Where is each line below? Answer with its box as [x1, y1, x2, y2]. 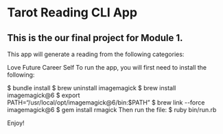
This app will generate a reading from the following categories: [7, 50, 185, 58]
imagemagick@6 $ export [7, 91, 80, 99]
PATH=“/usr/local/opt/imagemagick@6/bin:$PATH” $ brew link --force [7, 98, 205, 107]
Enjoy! [7, 119, 25, 127]
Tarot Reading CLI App [7, 5, 138, 21]
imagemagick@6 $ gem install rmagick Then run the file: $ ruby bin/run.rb [7, 106, 217, 113]
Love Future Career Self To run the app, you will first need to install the [7, 64, 207, 71]
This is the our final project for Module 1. [7, 32, 183, 44]
